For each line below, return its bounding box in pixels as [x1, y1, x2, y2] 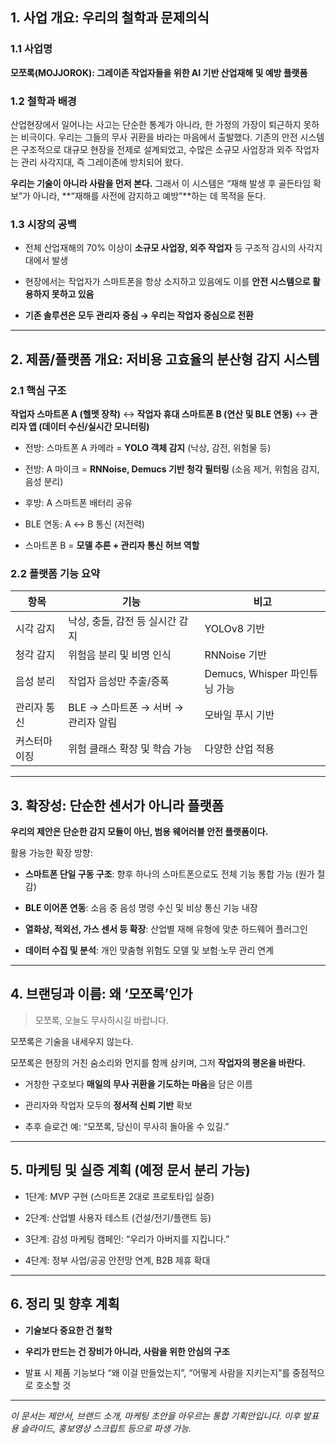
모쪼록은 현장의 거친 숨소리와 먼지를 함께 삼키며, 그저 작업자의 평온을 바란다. [10, 1056, 306, 1068]
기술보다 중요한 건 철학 [24, 1324, 113, 1336]
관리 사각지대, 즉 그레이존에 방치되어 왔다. [20, 156, 184, 168]
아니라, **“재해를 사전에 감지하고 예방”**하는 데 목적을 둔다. [32, 189, 267, 202]
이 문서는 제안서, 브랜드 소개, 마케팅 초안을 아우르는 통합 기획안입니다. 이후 [10, 1409, 301, 1422]
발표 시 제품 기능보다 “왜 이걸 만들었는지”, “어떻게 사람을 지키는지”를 [24, 1366, 291, 1378]
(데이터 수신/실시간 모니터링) [38, 420, 150, 432]
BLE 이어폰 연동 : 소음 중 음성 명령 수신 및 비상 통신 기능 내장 [24, 902, 258, 914]
